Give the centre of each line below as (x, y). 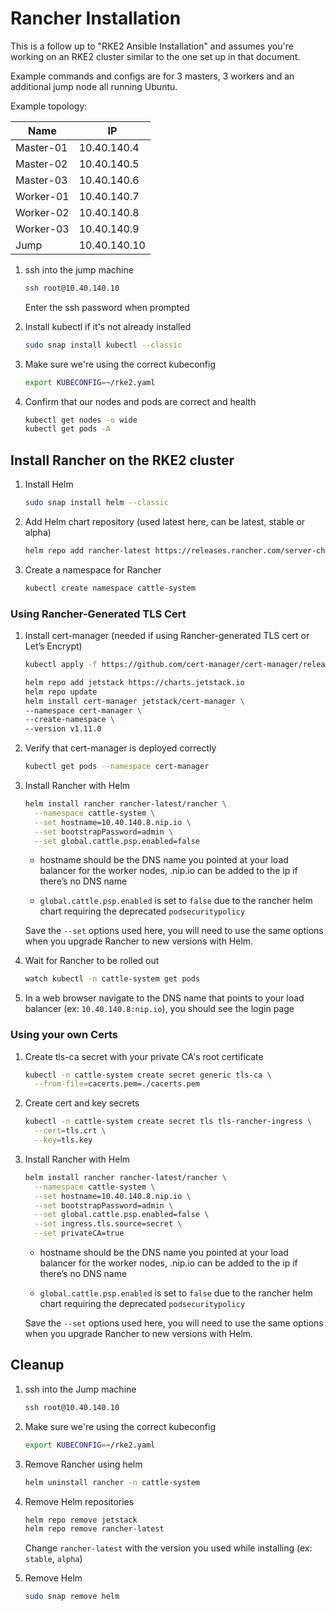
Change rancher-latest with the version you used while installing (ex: (168, 1548)
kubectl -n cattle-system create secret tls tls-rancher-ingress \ (168, 1122)
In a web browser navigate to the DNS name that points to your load (164, 998)
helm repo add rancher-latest (88, 551)
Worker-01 (42, 196)
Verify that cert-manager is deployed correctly (120, 748)
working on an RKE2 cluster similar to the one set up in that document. (155, 56)
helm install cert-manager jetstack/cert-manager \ (134, 701)
